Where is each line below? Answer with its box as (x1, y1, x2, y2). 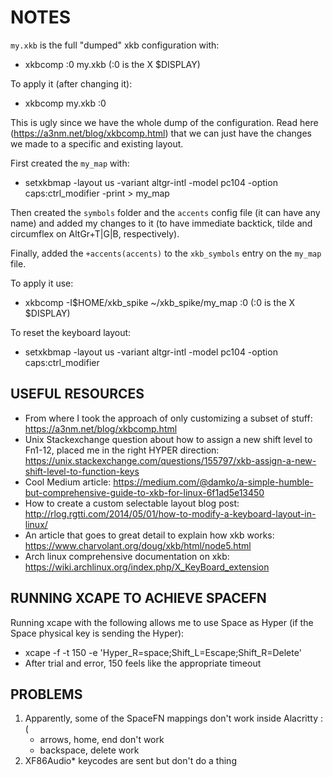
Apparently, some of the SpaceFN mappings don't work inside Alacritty (24, 712, 319, 725)
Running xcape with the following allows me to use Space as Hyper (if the (10, 616, 314, 628)
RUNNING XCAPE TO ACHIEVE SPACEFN (10, 590, 267, 607)
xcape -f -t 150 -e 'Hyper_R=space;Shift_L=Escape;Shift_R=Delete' (24, 646, 302, 658)
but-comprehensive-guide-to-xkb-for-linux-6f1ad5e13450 (24, 486, 265, 498)
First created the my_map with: (10, 157, 130, 169)
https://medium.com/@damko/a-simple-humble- (113, 476, 314, 488)
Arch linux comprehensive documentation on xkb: (24, 550, 230, 562)
